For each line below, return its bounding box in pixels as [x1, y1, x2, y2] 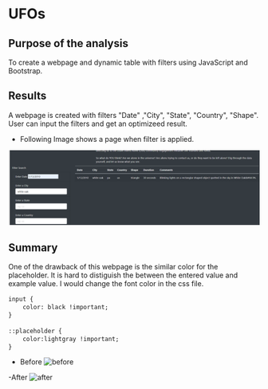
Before [19, 357, 42, 367]
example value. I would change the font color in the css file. [8, 279, 204, 289]
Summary [8, 241, 58, 254]
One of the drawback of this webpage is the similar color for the [8, 262, 219, 272]
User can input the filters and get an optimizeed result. [8, 119, 187, 128]
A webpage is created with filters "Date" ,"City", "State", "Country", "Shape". [8, 110, 259, 120]
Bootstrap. [8, 66, 43, 76]
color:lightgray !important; [22, 336, 120, 344]
